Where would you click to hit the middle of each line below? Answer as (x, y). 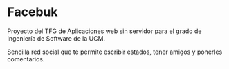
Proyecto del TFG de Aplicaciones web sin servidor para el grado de (104, 31)
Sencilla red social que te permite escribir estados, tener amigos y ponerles (115, 52)
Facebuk (33, 12)
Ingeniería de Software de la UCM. (56, 38)
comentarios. (26, 59)
